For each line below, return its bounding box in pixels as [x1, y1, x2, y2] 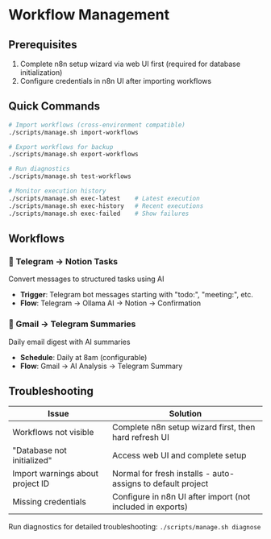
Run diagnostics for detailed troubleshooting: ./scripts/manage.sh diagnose [8, 522, 261, 532]
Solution [169, 408, 202, 420]
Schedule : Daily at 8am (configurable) [19, 352, 148, 362]
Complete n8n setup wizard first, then [111, 421, 256, 433]
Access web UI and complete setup [111, 450, 247, 461]
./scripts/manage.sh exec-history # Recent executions [8, 201, 204, 210]
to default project [143, 478, 209, 489]
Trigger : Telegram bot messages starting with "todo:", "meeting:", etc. [19, 290, 254, 300]
